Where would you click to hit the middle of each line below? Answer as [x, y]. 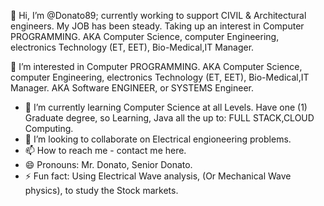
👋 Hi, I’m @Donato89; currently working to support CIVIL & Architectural [158, 15]
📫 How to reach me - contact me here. [105, 150]
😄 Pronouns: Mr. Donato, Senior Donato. [108, 164]
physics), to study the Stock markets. [101, 190]
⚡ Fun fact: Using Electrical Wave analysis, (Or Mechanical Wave [158, 176]
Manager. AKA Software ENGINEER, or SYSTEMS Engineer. [132, 88]
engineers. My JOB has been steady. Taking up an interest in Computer [157, 26]
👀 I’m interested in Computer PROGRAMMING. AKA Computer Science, [156, 66]
